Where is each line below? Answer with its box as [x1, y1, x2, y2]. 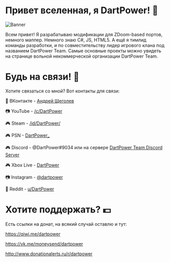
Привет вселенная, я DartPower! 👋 [5, 5, 159, 16]
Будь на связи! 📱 [5, 71, 79, 83]
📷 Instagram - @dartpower [5, 174, 63, 180]
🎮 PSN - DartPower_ [5, 132, 50, 138]
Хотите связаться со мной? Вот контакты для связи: [5, 88, 120, 94]
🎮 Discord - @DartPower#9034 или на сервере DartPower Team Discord [5, 144, 163, 150]
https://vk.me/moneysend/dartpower [5, 241, 83, 247]
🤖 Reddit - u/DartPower [5, 186, 55, 192]
